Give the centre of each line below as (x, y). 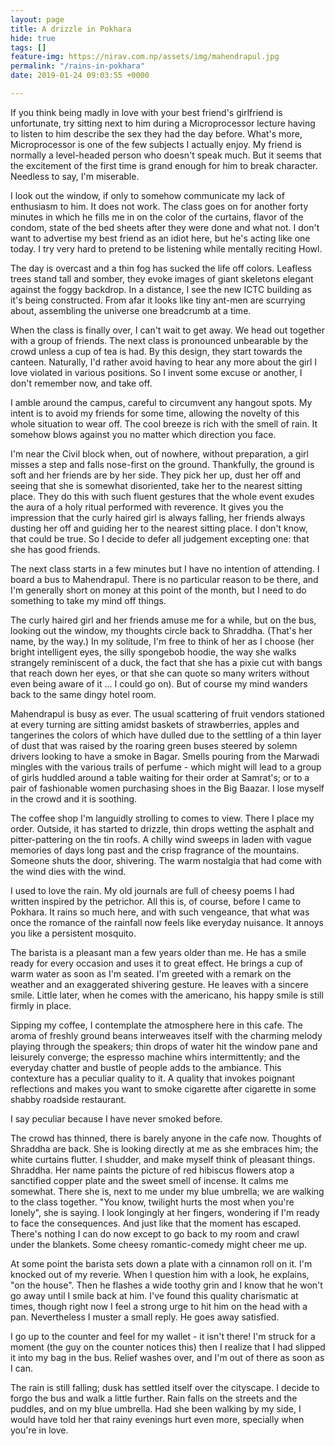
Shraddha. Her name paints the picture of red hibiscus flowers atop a (152, 1170)
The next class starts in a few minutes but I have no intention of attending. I (165, 568)
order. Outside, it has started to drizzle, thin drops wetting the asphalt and (162, 828)
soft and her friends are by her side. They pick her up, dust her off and (156, 475)
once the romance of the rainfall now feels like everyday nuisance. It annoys (167, 922)
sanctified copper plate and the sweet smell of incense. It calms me (149, 1180)
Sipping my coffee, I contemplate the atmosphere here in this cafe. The (156, 1025)
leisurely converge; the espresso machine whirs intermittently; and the (155, 1057)
